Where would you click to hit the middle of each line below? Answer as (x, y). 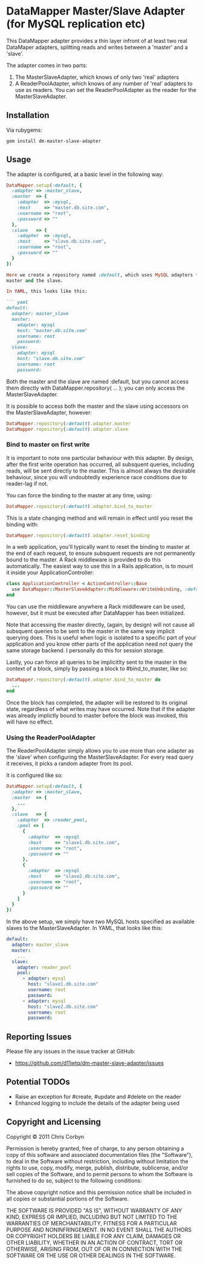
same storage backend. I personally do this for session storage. (85, 650)
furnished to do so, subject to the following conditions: (74, 1180)
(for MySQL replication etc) (76, 24)
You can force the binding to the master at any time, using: (79, 495)
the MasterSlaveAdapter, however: (49, 412)
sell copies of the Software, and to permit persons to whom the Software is (100, 1174)
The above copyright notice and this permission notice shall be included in (99, 1192)
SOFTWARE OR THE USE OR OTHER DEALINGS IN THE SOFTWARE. (91, 1255)
